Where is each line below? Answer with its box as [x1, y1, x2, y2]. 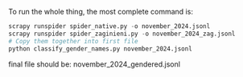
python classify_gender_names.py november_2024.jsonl [8, 44, 193, 53]
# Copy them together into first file [8, 37, 138, 45]
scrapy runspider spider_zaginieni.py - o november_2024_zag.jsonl [8, 30, 236, 38]
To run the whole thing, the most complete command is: [8, 7, 193, 16]
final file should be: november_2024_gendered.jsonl [8, 59, 181, 69]
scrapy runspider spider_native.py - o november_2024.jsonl [8, 22, 211, 30]
